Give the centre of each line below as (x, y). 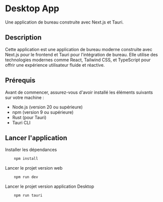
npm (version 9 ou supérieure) (43, 112)
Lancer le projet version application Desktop (50, 186)
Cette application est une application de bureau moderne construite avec (79, 49)
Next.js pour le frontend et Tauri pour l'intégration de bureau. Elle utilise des (81, 54)
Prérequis (20, 81)
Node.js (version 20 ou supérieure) (47, 107)
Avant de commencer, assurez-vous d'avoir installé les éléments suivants (79, 92)
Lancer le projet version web (34, 168)
